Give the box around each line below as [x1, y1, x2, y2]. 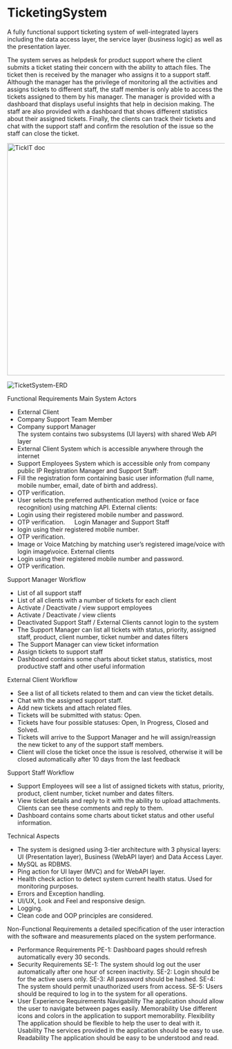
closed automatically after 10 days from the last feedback [17, 755, 181, 763]
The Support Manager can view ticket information [17, 640, 159, 648]
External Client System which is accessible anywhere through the [17, 444, 204, 453]
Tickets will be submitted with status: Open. [17, 710, 142, 719]
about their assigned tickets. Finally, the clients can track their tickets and [7, 114, 216, 122]
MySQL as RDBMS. [17, 860, 72, 868]
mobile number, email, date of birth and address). [17, 481, 158, 489]
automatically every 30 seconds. [17, 952, 110, 961]
